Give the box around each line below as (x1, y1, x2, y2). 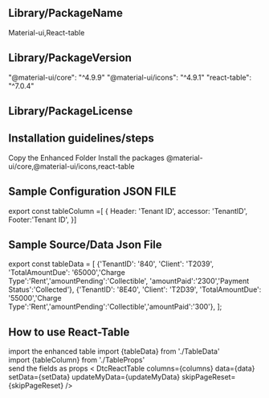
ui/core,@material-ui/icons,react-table (8, 161, 135, 171)
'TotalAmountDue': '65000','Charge (8, 268, 126, 277)
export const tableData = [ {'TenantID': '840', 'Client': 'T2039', (8, 259, 214, 269)
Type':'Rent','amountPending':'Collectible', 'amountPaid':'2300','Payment (8, 277, 250, 286)
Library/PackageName (8, 6, 123, 20)
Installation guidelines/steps (8, 132, 155, 146)
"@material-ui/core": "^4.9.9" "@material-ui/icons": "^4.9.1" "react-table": (8, 72, 251, 82)
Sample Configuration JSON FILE (8, 185, 177, 199)
